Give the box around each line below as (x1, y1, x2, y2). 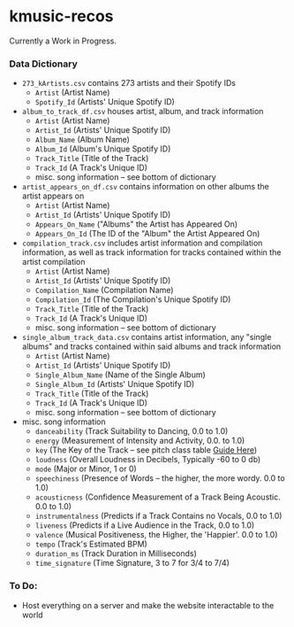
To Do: (9, 580, 38, 592)
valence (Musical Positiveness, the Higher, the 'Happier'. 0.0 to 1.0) (34, 530, 278, 540)
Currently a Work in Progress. (9, 35, 117, 46)
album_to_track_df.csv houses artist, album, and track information (21, 106, 264, 117)
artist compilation (21, 257, 86, 267)
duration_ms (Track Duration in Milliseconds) (34, 548, 197, 559)
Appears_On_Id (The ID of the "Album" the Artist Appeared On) (34, 228, 260, 239)
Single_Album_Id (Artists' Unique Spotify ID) (34, 379, 195, 390)
